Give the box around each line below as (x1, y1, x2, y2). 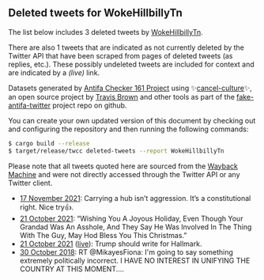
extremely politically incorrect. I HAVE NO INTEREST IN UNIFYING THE (19, 255, 251, 265)
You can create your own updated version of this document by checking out (8, 115, 256, 125)
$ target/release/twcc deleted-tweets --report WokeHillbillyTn (8, 146, 224, 155)
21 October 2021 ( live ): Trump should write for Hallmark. (19, 239, 202, 248)
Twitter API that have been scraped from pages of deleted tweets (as (8, 51, 233, 60)
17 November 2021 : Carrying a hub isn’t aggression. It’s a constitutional (19, 193, 251, 202)
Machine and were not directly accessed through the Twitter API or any (8, 169, 240, 179)
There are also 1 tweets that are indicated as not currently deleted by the (8, 43, 245, 52)
